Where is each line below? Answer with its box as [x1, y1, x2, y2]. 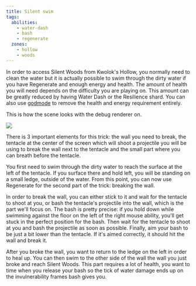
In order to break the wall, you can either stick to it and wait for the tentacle [6, 193, 187, 200]
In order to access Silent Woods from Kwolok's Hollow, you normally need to [6, 68, 190, 75]
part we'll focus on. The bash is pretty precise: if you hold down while [6, 206, 174, 213]
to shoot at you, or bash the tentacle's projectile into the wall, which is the [6, 199, 184, 206]
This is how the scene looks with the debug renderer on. [6, 111, 142, 118]
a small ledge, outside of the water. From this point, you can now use [6, 175, 172, 182]
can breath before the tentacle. [6, 152, 81, 159]
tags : [6, 14, 19, 20]
